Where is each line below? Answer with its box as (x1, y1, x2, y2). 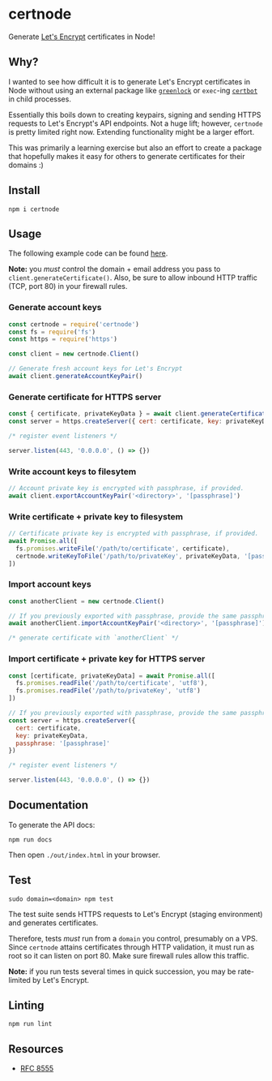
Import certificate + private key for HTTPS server (8, 653, 206, 665)
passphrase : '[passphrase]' (15, 739, 111, 747)
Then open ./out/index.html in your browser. (8, 850, 160, 859)
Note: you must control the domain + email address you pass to (8, 265, 221, 274)
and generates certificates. (8, 918, 99, 928)
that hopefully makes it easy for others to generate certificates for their (8, 151, 245, 161)
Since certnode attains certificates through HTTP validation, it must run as (8, 942, 255, 952)
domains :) (8, 160, 45, 170)
